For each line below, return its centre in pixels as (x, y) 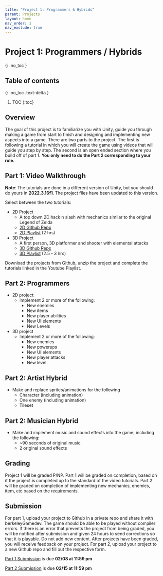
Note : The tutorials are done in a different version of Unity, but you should (79, 188)
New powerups (42, 347)
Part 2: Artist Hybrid (36, 378)
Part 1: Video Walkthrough (45, 176)
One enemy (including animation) (53, 400)
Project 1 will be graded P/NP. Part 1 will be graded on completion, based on (81, 475)
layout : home (18, 19)
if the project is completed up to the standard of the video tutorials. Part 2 (79, 480)
